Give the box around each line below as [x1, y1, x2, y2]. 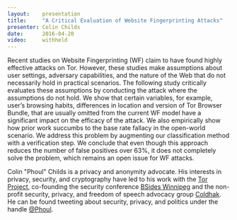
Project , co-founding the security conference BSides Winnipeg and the [7, 183, 214, 191]
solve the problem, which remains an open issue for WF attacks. [7, 154, 195, 163]
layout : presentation [7, 10, 81, 18]
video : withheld [7, 37, 69, 44]
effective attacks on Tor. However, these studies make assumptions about [7, 64, 223, 72]
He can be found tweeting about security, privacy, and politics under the [7, 197, 219, 206]
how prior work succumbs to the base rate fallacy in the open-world [7, 124, 206, 132]
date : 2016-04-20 [7, 30, 74, 37]
